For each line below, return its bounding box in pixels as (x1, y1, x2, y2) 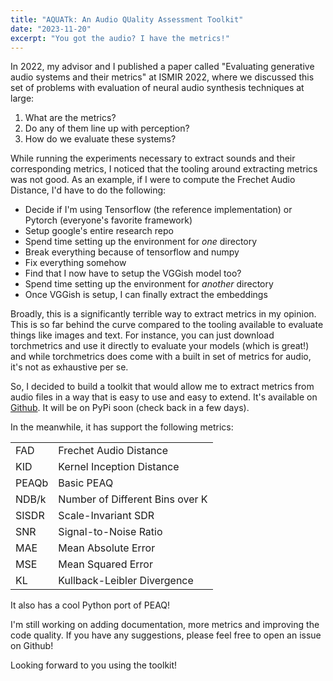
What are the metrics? (24, 112, 117, 124)
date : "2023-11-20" (10, 24, 92, 34)
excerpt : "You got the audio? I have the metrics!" (10, 33, 230, 43)
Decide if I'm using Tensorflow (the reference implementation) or (24, 204, 293, 216)
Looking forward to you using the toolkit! (10, 659, 178, 671)
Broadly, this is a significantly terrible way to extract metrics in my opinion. (10, 308, 317, 320)
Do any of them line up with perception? (24, 122, 190, 135)
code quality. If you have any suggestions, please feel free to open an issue (10, 629, 322, 641)
